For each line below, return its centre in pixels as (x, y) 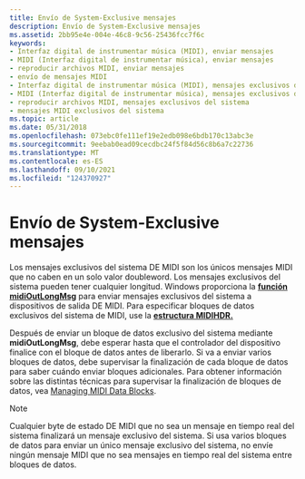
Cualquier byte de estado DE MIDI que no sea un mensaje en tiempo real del (152, 426)
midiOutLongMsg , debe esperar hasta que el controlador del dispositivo (145, 343)
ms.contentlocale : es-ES (56, 161)
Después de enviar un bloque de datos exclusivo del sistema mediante (141, 333)
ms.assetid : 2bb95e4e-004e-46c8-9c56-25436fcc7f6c (107, 34)
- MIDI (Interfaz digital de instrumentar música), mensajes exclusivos (150, 93)
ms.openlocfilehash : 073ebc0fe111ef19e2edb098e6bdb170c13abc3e (132, 136)
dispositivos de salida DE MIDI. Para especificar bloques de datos (132, 306)
